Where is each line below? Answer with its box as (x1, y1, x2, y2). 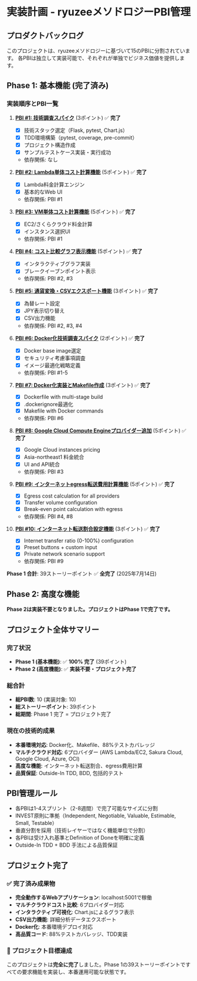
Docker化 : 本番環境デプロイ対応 (15, 924, 93, 931)
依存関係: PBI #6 (23, 414, 64, 421)
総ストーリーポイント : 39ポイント (15, 703, 97, 711)
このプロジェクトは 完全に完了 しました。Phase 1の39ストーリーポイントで (6, 961, 186, 968)
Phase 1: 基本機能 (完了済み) (6, 80, 109, 91)
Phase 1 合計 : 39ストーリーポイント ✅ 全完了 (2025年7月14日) (6, 570, 157, 577)
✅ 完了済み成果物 (6, 879, 56, 888)
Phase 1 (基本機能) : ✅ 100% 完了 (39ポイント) (15, 658, 127, 665)
